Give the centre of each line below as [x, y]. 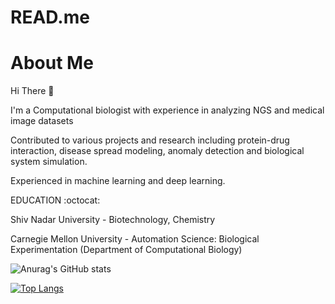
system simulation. [49, 162]
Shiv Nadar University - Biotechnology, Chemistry [113, 220]
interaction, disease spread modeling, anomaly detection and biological [157, 151]
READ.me [50, 17]
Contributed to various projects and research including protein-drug [150, 140]
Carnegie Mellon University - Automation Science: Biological [135, 239]
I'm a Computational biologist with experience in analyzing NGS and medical [167, 110]
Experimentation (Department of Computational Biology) [126, 250]
